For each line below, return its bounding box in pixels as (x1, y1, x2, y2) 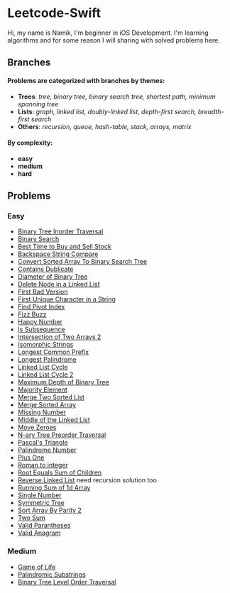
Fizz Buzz (17, 310, 47, 318)
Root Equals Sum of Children (17, 468, 102, 477)
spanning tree (17, 99, 59, 108)
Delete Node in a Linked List (17, 280, 101, 289)
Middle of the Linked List (17, 416, 90, 424)
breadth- (197, 107, 224, 116)
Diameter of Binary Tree (17, 272, 88, 281)
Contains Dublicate (17, 265, 74, 274)
